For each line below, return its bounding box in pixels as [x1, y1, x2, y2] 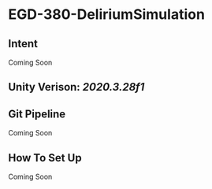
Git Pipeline [8, 107, 66, 120]
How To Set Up [8, 151, 82, 165]
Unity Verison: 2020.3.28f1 [8, 80, 145, 94]
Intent [8, 37, 38, 50]
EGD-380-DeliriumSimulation [8, 6, 205, 24]
